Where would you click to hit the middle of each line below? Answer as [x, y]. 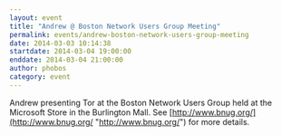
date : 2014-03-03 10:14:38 [60, 43]
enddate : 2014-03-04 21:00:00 [67, 60]
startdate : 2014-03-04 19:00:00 [70, 52]
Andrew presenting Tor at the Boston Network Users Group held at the [141, 102]
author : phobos [38, 69]
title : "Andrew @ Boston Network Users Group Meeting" [115, 26]
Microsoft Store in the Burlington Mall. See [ [91, 112]
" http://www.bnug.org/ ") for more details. [172, 121]
